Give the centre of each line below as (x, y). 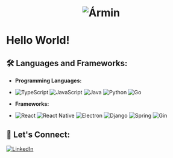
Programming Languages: (48, 81)
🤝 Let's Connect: (38, 134)
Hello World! (38, 41)
